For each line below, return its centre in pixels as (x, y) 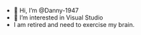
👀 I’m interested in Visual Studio (58, 17)
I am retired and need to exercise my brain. (74, 25)
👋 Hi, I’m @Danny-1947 (46, 10)
